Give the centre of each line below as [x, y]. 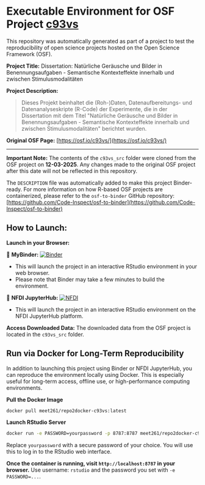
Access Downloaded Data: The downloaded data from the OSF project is [99, 327]
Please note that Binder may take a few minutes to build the [90, 279]
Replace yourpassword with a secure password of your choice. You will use [100, 445]
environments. [24, 388]
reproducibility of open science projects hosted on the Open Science [93, 48]
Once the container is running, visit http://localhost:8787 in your [91, 464]
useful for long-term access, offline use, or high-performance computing [98, 381]
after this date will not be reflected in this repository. [72, 171]
